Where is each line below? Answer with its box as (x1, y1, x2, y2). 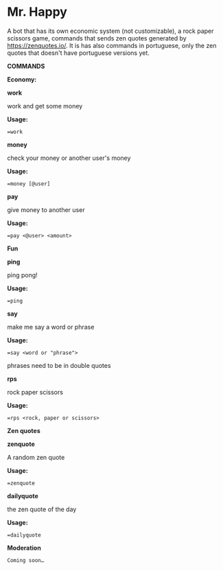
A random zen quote (7, 453, 65, 461)
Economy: (7, 75, 37, 83)
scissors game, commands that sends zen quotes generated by (7, 34, 187, 42)
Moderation (7, 544, 41, 552)
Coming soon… (7, 557, 45, 563)
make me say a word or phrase (7, 323, 95, 331)
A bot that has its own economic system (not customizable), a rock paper (7, 27, 214, 35)
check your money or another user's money (7, 154, 131, 162)
